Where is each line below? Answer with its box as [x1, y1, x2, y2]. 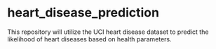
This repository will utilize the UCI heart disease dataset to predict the [7, 28, 209, 36]
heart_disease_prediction [7, 5, 160, 21]
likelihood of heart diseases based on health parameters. [7, 35, 172, 43]
